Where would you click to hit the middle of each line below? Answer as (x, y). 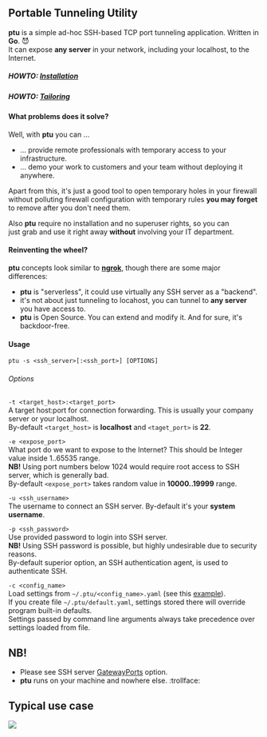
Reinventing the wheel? (48, 250)
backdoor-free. (45, 325)
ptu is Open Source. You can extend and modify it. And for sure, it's (131, 317)
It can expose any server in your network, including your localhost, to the (129, 49)
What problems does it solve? (59, 117)
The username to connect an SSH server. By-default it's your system (122, 506)
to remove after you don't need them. (70, 208)
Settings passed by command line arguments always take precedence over (132, 619)
